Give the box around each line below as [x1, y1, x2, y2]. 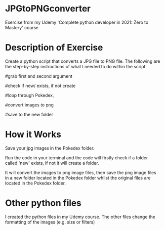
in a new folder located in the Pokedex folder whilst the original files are [5, 175, 151, 181]
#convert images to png [5, 102, 54, 108]
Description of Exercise [5, 42, 103, 53]
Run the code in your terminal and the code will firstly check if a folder [5, 154, 148, 161]
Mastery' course [5, 24, 39, 30]
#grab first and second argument [5, 73, 73, 79]
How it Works [5, 129, 62, 140]
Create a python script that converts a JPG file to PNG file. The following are [5, 58, 161, 64]
